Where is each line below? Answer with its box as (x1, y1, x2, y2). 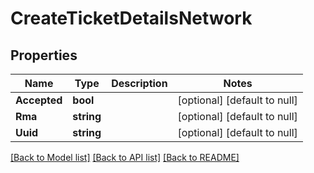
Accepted (15, 93, 63, 107)
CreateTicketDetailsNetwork (10, 7, 253, 30)
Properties (10, 47, 78, 64)
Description (111, 77, 168, 90)
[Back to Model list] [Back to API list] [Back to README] (10, 152, 240, 163)
